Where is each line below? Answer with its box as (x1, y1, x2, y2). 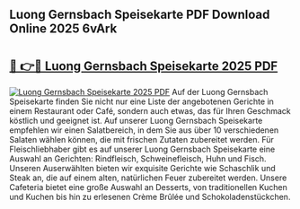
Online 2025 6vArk (9, 22, 118, 37)
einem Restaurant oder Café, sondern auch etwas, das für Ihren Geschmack (9, 106, 292, 116)
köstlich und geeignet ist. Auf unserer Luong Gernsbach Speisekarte (9, 116, 263, 126)
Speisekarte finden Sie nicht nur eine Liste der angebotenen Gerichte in (9, 96, 274, 107)
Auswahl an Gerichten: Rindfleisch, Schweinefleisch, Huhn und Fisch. (9, 153, 267, 164)
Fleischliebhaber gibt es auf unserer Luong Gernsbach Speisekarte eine (9, 144, 276, 154)
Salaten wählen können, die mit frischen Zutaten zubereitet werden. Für (9, 135, 274, 144)
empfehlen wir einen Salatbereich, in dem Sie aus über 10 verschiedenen (9, 125, 279, 135)
